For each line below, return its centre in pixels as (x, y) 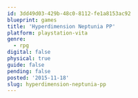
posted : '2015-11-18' (38, 78)
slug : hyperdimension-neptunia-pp (57, 84)
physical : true (29, 59)
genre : (17, 39)
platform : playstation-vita (48, 33)
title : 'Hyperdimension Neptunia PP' (61, 26)
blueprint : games (32, 20)
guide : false (26, 65)
